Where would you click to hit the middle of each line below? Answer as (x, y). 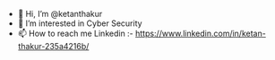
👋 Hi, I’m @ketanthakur (60, 14)
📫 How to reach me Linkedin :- (76, 33)
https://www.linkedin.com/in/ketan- (201, 33)
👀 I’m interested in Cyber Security (80, 23)
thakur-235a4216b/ (53, 46)
